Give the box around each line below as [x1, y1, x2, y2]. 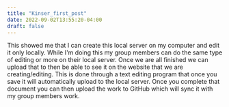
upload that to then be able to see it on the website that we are [7, 63, 183, 72]
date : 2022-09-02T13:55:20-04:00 [7, 16, 103, 23]
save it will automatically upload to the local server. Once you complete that [7, 78, 220, 86]
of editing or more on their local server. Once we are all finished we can [7, 56, 208, 64]
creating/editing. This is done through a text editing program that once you [7, 70, 217, 78]
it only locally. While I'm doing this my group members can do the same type [7, 48, 223, 57]
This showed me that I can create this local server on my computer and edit [7, 42, 220, 50]
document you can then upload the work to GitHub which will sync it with [7, 85, 213, 93]
